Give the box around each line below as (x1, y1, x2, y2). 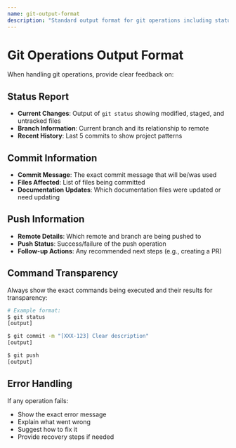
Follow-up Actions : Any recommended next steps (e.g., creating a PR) (17, 246, 223, 255)
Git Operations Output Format (7, 47, 184, 63)
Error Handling (7, 378, 72, 390)
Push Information (7, 213, 85, 225)
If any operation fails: (7, 396, 69, 404)
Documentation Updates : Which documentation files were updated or (17, 185, 221, 194)
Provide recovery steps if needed (17, 433, 114, 441)
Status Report (7, 91, 70, 103)
